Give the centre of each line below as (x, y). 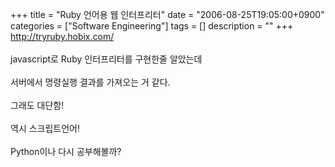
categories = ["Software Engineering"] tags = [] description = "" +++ (152, 26)
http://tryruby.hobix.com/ (62, 36)
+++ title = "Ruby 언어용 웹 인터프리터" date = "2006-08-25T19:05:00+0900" (167, 14)
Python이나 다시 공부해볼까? (66, 151)
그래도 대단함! (37, 105)
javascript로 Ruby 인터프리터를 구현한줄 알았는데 (106, 59)
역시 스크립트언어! (45, 128)
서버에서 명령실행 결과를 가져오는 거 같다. (90, 82)
